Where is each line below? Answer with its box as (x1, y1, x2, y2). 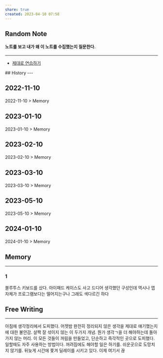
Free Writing (5, 305, 44, 313)
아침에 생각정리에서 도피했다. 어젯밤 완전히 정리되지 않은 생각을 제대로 (5, 323, 137, 329)
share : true (5, 7, 29, 12)
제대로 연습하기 (12, 60, 41, 66)
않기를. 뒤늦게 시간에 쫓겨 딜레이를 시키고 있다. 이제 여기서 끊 (10, 348, 125, 354)
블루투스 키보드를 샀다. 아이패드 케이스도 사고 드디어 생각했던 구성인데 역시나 (5, 284, 150, 290)
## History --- (5, 70, 33, 76)
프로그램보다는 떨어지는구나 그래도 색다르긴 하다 (17, 291, 109, 297)
